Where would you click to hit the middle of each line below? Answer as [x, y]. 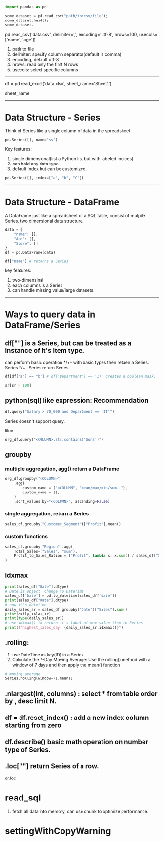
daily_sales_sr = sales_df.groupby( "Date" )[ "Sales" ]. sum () [66, 609]
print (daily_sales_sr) [28, 614]
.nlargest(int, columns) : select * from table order [81, 693]
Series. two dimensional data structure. [44, 221]
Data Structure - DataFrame [62, 202]
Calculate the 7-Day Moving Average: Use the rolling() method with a [81, 659]
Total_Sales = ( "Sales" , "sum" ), [46, 551]
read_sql [23, 798]
